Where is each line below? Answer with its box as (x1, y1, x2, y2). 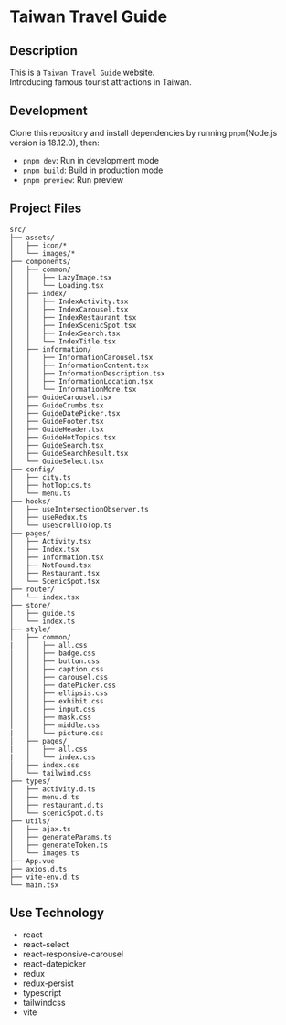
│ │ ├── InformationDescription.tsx (9, 368, 166, 378)
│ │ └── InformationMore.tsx (9, 385, 137, 394)
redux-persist (22, 977, 75, 988)
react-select (22, 939, 69, 950)
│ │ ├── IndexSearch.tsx (9, 329, 121, 338)
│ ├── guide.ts (9, 608, 76, 618)
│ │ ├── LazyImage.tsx (9, 272, 112, 282)
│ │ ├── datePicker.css (9, 681, 117, 690)
